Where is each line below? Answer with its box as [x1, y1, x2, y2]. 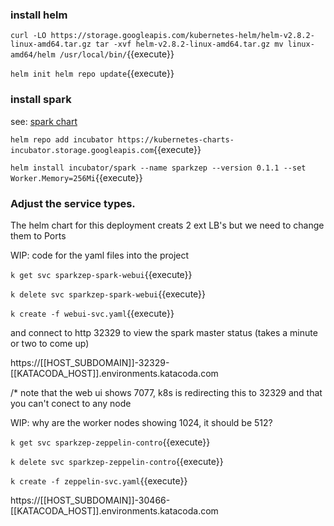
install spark [10, 93, 72, 107]
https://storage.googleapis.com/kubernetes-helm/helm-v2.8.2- [50, 31, 315, 41]
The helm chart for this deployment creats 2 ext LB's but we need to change [10, 219, 325, 231]
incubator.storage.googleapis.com [10, 145, 155, 155]
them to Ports [10, 229, 67, 242]
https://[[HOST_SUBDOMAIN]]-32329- [10, 356, 170, 368]
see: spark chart [10, 115, 78, 127]
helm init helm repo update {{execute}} [10, 68, 175, 80]
